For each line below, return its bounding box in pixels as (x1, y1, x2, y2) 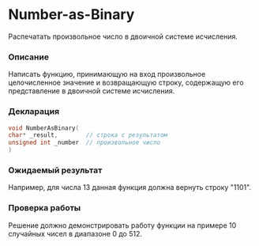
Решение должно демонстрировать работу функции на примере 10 (8, 220, 237, 230)
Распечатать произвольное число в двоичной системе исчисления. (8, 32, 238, 41)
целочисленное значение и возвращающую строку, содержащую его (8, 78, 244, 88)
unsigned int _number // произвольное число (8, 138, 160, 147)
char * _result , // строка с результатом (8, 131, 168, 139)
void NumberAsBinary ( (8, 124, 80, 132)
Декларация (8, 106, 60, 117)
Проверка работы (8, 202, 81, 214)
